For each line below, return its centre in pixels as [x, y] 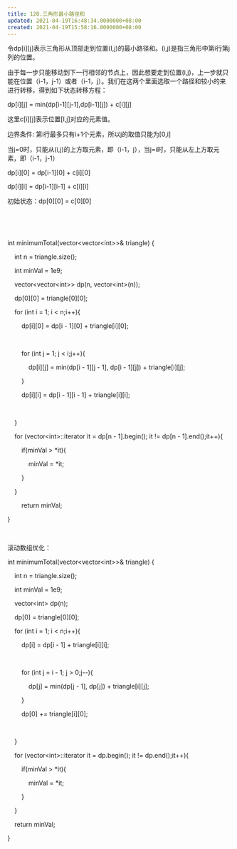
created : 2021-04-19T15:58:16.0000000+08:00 [74, 27]
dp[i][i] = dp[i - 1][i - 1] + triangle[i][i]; [75, 395]
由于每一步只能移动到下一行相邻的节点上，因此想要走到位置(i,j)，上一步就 [115, 73]
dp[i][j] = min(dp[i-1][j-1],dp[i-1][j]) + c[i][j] [69, 105]
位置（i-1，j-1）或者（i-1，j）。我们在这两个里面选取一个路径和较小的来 [123, 81]
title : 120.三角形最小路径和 [46, 14]
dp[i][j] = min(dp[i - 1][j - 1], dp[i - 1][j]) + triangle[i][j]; [107, 367]
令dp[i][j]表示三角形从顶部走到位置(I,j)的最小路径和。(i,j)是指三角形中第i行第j [118, 48]
